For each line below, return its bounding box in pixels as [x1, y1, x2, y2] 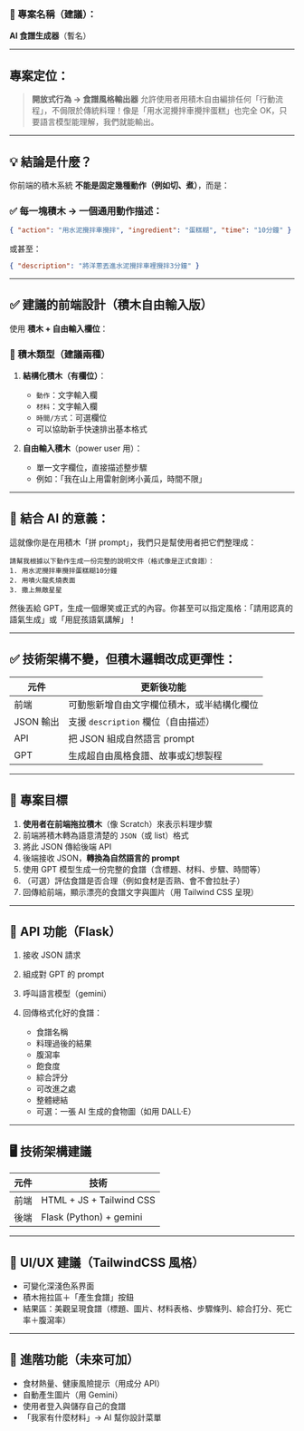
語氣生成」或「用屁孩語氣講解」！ [9, 614, 137, 625]
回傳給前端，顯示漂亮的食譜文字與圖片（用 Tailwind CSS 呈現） [22, 886, 260, 897]
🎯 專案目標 [9, 793, 68, 808]
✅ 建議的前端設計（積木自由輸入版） [9, 297, 213, 313]
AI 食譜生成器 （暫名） [9, 30, 91, 42]
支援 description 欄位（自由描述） [68, 715, 215, 727]
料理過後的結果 [35, 1038, 92, 1049]
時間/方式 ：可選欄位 [35, 413, 108, 423]
